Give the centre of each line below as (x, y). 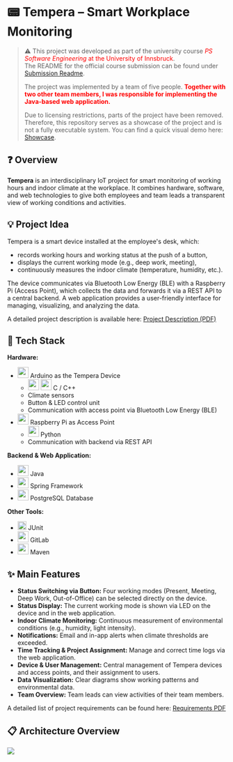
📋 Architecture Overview (64, 731)
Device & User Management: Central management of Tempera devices (120, 665)
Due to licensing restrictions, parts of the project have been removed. (124, 115)
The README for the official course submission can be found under (121, 66)
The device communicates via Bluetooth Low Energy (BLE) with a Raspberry (116, 283)
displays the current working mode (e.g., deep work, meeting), (107, 262)
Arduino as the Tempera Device (75, 376)
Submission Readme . (55, 73)
